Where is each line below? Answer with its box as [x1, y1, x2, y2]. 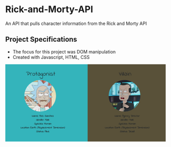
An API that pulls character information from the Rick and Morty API [5, 20, 147, 26]
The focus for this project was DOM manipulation [12, 48, 116, 54]
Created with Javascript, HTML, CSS [12, 54, 90, 60]
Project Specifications [5, 35, 77, 44]
